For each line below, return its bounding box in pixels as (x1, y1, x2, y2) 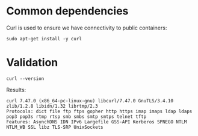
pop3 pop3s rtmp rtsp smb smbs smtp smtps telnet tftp (6, 113, 147, 120)
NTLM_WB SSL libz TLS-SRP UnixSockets (6, 124, 104, 130)
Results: (6, 86, 26, 93)
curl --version (6, 75, 45, 82)
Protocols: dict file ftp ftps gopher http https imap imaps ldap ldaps (6, 108, 193, 114)
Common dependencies (6, 4, 129, 18)
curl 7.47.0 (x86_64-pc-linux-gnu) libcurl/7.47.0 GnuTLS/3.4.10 (6, 97, 173, 104)
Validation (6, 56, 58, 70)
